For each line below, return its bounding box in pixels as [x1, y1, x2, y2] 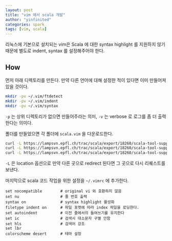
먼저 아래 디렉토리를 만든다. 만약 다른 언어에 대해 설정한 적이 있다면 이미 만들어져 [5, 77, 166, 83]
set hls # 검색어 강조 [5, 222, 85, 227]
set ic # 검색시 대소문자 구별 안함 [5, 216, 111, 221]
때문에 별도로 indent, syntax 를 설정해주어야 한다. [5, 48, 105, 54]
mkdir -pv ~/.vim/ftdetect [5, 93, 63, 99]
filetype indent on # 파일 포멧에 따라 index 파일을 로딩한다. [5, 205, 140, 210]
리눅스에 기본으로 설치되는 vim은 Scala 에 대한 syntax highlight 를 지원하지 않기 [5, 42, 165, 48]
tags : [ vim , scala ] [5, 27, 47, 32]
